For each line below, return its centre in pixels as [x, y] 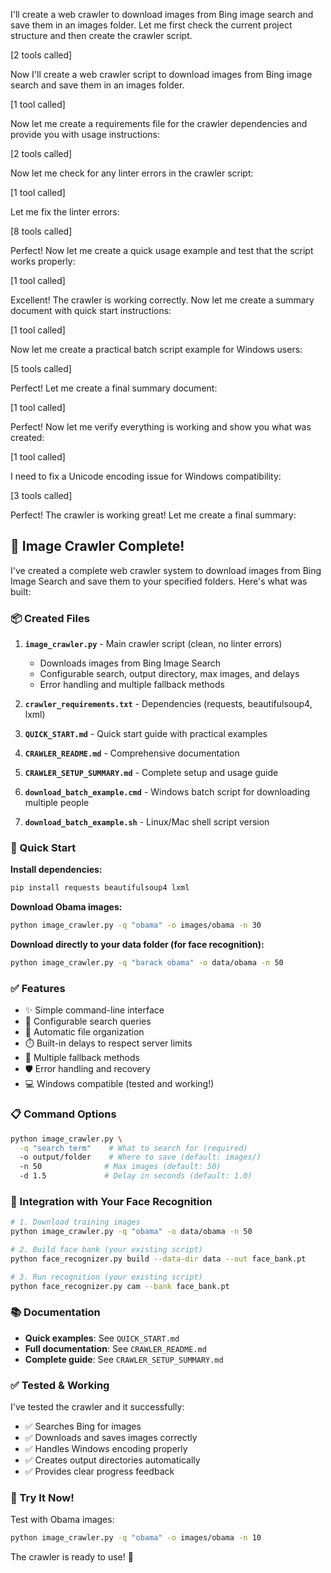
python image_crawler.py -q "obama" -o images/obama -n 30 [136, 925]
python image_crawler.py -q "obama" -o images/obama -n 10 [136, 1538]
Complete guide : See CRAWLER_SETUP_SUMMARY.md [124, 1359]
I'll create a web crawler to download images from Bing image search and [162, 14]
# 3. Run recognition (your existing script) [106, 1277]
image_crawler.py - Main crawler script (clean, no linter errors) [153, 644]
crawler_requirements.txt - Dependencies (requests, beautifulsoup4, [168, 704]
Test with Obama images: [62, 1520]
